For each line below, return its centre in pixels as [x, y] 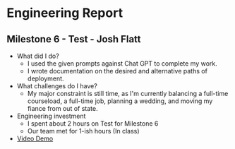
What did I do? [38, 56]
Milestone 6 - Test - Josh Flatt [74, 39]
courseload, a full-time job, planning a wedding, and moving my [120, 101]
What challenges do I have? [57, 86]
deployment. [46, 78]
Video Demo [35, 138]
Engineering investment [51, 116]
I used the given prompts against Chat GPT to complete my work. [122, 64]
